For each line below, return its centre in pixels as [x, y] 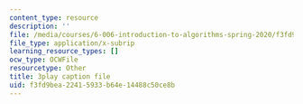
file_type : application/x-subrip [72, 43]
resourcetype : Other [48, 69]
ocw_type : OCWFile [44, 60]
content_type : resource [54, 18]
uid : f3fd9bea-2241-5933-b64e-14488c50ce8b [92, 85]
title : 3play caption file [60, 77]
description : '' [40, 26]
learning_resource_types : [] [64, 52]
